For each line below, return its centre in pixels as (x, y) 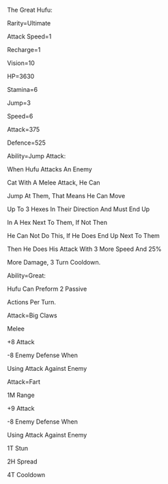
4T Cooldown (26, 475)
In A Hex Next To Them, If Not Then (57, 222)
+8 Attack (21, 342)
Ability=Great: (27, 276)
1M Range (21, 395)
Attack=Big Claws (32, 315)
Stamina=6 (23, 89)
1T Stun (18, 448)
